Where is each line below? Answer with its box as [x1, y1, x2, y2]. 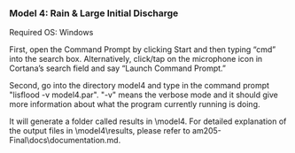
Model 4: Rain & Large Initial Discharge [9, 7, 179, 19]
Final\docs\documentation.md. [9, 135, 121, 146]
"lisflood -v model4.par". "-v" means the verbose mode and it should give [9, 89, 279, 100]
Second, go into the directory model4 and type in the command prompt [9, 80, 270, 91]
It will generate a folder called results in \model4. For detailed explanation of [9, 116, 287, 126]
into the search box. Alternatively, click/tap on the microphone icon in [9, 54, 263, 65]
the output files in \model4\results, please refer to [9, 126, 190, 136]
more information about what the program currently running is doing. [9, 99, 260, 110]
